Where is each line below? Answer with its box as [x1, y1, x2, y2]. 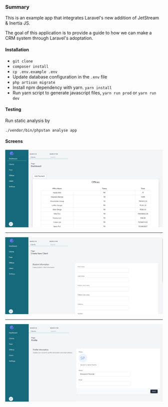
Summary [5, 3, 30, 10]
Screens [5, 138, 23, 144]
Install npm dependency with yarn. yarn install [12, 84, 112, 90]
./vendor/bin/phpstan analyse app [5, 127, 77, 133]
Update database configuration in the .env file [12, 73, 107, 79]
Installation [5, 46, 29, 52]
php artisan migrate [12, 80, 55, 85]
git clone [12, 58, 33, 63]
